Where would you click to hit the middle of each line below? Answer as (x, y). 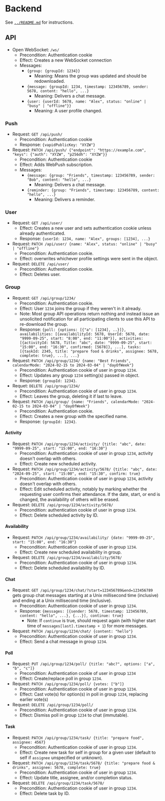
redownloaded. (49, 81)
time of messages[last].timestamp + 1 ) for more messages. (87, 626)
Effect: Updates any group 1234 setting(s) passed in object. (79, 375)
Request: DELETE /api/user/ (41, 264)
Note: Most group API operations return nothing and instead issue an (89, 313)
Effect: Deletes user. (40, 275)
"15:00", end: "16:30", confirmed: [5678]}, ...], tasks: (80, 347)
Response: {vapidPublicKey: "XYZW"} (57, 145)
